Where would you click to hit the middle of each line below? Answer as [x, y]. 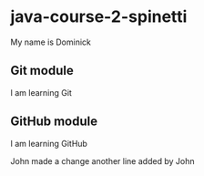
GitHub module [54, 122]
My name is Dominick [51, 42]
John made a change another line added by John [102, 160]
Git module [42, 71]
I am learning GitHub [49, 143]
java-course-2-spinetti [99, 17]
